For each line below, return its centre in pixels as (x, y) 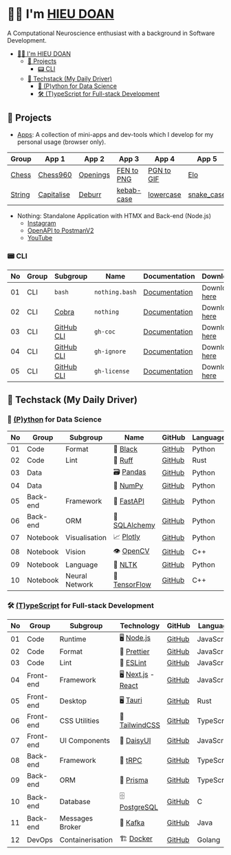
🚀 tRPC (131, 761)
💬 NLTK (125, 565)
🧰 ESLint (133, 663)
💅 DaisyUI (135, 741)
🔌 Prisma (134, 780)
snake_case (207, 194)
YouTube (40, 237)
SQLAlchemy (134, 525)
